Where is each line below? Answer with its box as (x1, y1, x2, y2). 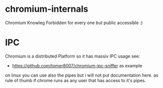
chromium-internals (5, 3, 89, 15)
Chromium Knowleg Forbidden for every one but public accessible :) (5, 20, 143, 26)
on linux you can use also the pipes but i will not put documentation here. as (5, 72, 159, 78)
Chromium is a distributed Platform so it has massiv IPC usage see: (5, 53, 140, 59)
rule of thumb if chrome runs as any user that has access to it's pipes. (5, 77, 146, 83)
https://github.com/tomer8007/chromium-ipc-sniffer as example (12, 62, 142, 68)
